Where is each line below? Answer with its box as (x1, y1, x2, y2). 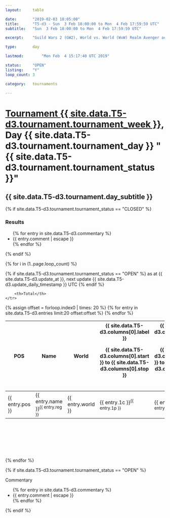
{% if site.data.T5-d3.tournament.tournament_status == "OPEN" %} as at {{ (5, 270, 163, 277)
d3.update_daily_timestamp (5, 281, 62, 287)
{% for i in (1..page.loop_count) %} (5, 261, 77, 267)
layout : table (5, 7, 44, 13)
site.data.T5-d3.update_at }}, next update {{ (5, 276, 97, 282)
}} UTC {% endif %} (63, 281, 105, 287)
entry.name (35, 398, 63, 405)
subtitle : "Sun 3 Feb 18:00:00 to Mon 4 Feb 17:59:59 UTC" (5, 26, 142, 31)
